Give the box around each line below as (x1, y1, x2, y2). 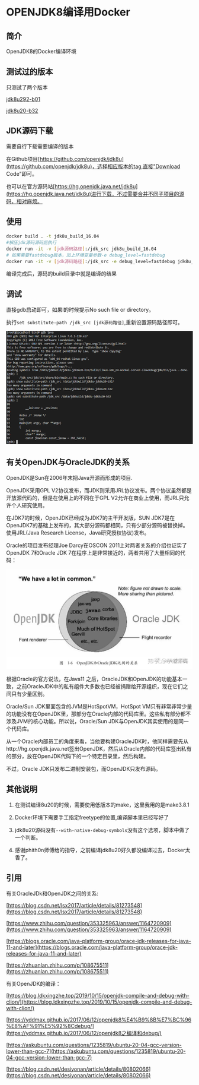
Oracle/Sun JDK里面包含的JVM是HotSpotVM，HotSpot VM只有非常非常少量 (6, 703, 192, 710)
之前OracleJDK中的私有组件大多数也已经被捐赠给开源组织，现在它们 (16, 682, 183, 689)
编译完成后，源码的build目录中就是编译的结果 (6, 270, 117, 277)
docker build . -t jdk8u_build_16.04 (6, 233, 99, 239)
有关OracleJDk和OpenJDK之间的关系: (6, 890, 99, 897)
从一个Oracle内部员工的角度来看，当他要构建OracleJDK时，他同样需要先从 (6, 738, 189, 745)
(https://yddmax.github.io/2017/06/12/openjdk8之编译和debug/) (6, 1029, 162, 1036)
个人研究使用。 (11, 501, 48, 508)
